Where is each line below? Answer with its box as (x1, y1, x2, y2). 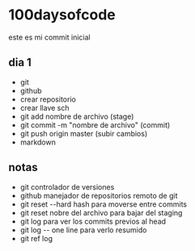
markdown (19, 137, 57, 147)
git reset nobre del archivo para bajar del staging (19, 207, 183, 217)
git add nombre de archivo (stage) (19, 111, 134, 121)
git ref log (19, 233, 53, 243)
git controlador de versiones (19, 182, 115, 191)
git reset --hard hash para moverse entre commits (19, 199, 188, 209)
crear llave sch (19, 102, 70, 112)
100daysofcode (8, 6, 116, 24)
